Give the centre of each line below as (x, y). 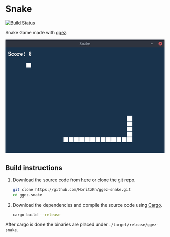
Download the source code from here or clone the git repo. (74, 180)
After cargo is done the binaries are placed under (56, 224)
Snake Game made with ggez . (36, 32)
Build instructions (34, 168)
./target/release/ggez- (134, 225)
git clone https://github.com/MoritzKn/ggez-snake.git (72, 190)
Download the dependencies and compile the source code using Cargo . (88, 205)
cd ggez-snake (27, 195)
